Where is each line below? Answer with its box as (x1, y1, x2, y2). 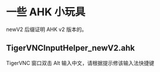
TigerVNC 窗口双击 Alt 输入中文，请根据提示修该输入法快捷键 (6, 59, 155, 66)
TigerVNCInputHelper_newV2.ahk (6, 43, 135, 53)
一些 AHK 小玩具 (6, 5, 86, 19)
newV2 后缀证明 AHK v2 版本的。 (6, 26, 87, 33)
